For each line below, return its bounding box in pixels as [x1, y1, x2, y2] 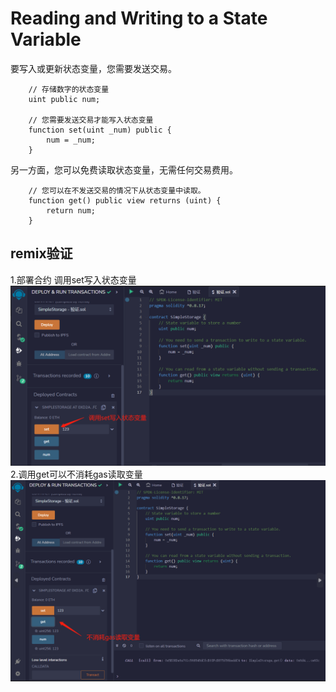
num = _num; [46, 135, 97, 145]
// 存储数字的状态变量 [28, 84, 110, 94]
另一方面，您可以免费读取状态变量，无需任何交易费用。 [10, 163, 238, 176]
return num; [46, 205, 97, 216]
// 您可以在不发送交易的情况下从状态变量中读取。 [28, 185, 206, 196]
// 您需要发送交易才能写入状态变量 [28, 115, 154, 125]
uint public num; [28, 94, 101, 104]
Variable [10, 28, 82, 51]
